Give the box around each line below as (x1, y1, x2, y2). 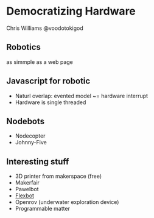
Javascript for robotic (6, 76, 91, 86)
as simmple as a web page (6, 58, 73, 65)
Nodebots (6, 116, 45, 126)
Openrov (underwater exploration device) (15, 199, 119, 206)
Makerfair (15, 179, 40, 186)
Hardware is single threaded (15, 99, 86, 106)
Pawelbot (15, 186, 39, 193)
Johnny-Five (15, 139, 47, 146)
